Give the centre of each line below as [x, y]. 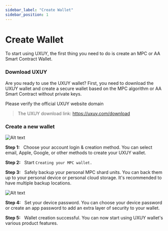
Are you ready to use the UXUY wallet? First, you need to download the [79, 83]
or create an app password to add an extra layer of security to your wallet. [82, 208]
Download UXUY [26, 72]
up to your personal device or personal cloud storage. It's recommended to [83, 178]
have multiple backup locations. [38, 183]
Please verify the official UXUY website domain [54, 104]
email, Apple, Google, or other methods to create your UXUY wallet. [76, 153]
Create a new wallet [30, 126]
